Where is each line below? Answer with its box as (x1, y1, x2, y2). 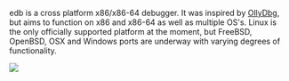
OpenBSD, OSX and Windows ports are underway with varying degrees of (9, 36, 281, 46)
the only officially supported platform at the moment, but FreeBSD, (9, 27, 253, 36)
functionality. (9, 45, 58, 56)
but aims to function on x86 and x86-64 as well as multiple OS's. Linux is (9, 17, 277, 28)
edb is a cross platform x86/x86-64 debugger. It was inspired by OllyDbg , (9, 8, 280, 18)
